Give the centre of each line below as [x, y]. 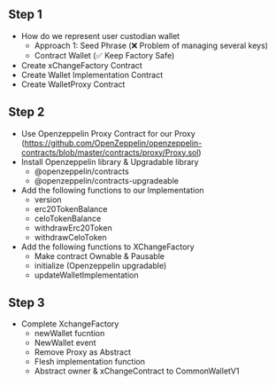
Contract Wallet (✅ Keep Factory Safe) [104, 55]
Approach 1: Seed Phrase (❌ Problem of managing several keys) [151, 45]
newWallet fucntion [69, 334]
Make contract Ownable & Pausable [100, 255]
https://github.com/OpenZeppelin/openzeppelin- [113, 143]
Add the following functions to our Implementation [112, 190]
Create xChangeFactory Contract [81, 65]
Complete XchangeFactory [70, 324]
